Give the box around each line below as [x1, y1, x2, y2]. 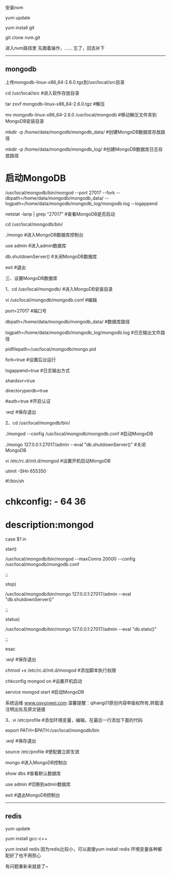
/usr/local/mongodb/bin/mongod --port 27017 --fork [5, 190, 116, 196]
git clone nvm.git [5, 35, 41, 40]
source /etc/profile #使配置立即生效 [5, 748, 80, 754]
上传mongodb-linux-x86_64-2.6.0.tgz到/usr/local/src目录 [5, 79, 125, 85]
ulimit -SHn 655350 [5, 468, 47, 474]
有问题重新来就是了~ [5, 863, 49, 869]
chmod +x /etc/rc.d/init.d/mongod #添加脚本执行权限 [5, 667, 116, 673]
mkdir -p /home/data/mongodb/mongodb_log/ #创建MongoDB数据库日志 [5, 146, 159, 152]
